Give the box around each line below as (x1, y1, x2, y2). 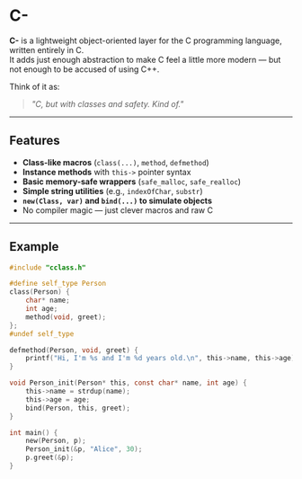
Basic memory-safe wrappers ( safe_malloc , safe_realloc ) (22, 176, 241, 187)
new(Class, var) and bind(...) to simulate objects (22, 195, 213, 206)
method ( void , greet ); (25, 312, 106, 322)
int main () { (9, 428, 58, 437)
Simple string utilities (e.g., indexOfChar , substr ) (22, 185, 204, 196)
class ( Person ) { (9, 288, 70, 297)
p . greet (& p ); (25, 453, 75, 463)
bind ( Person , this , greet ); (25, 404, 130, 412)
